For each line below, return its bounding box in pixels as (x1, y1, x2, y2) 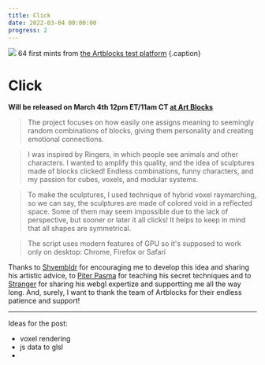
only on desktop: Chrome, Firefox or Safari (27, 248, 166, 257)
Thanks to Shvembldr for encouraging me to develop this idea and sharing (8, 263, 250, 272)
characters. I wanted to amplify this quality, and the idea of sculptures (27, 158, 255, 168)
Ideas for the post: (8, 318, 69, 328)
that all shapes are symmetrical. (27, 224, 132, 233)
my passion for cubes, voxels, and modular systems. (27, 175, 199, 184)
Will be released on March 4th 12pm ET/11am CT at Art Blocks (8, 102, 214, 112)
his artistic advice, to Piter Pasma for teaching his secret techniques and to (8, 271, 252, 281)
